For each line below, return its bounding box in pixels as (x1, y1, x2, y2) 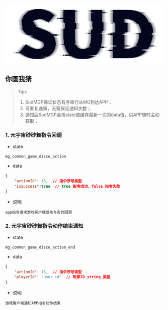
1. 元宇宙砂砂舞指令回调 (5, 132, 62, 139)
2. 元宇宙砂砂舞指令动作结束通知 (5, 223, 84, 230)
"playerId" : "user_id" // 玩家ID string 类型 (14, 275, 111, 280)
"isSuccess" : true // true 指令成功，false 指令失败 (14, 184, 120, 189)
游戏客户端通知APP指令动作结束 (5, 301, 61, 306)
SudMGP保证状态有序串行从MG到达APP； (25, 99, 113, 105)
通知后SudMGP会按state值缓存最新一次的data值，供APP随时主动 (25, 112, 160, 118)
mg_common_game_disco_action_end (5, 244, 75, 250)
